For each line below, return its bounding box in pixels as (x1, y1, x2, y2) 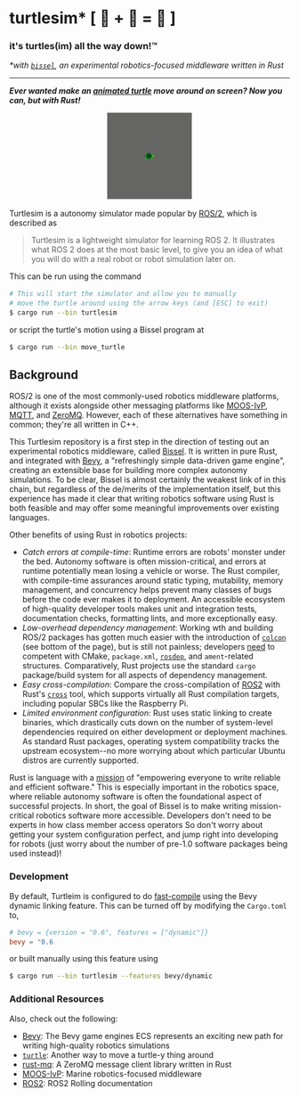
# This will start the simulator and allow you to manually (9, 290, 238, 299)
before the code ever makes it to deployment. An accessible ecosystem (21, 594, 286, 605)
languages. (9, 512, 51, 523)
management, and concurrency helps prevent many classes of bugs (21, 585, 272, 595)
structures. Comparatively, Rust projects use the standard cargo (21, 660, 256, 671)
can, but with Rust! (9, 95, 81, 106)
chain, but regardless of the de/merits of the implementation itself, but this (9, 484, 282, 495)
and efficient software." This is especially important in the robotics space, (9, 782, 279, 792)
